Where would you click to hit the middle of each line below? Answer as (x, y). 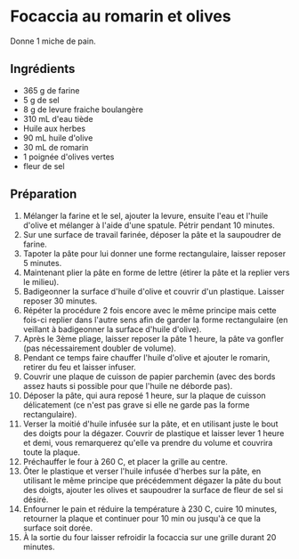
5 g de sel (41, 100)
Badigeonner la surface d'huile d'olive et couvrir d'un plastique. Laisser (154, 291)
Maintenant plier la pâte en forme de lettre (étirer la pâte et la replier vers (156, 272)
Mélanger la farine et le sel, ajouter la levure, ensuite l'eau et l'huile (145, 215)
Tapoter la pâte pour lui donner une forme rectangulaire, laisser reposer (154, 253)
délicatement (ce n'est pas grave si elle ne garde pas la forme (136, 405)
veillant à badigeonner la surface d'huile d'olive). (112, 329)
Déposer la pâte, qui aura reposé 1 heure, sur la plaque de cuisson (144, 395)
